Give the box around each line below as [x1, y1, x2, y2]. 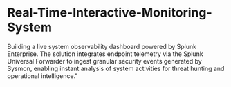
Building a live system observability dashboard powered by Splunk [7, 42, 197, 50]
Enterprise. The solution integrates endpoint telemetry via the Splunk [7, 50, 203, 58]
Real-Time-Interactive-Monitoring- [7, 5, 212, 21]
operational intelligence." [7, 71, 78, 80]
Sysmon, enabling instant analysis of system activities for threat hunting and [7, 64, 225, 72]
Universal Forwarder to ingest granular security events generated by [7, 57, 202, 65]
